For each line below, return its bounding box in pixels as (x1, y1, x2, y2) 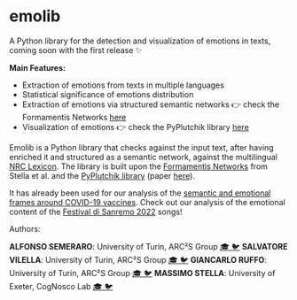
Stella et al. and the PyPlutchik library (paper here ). (9, 170, 195, 181)
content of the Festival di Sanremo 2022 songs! (9, 206, 184, 217)
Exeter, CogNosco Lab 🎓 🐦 (9, 281, 113, 291)
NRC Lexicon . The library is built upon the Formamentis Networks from (9, 161, 269, 172)
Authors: (9, 223, 41, 234)
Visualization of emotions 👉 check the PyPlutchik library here (21, 121, 250, 132)
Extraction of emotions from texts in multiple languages (21, 80, 224, 90)
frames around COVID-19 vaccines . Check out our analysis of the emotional (9, 196, 285, 207)
